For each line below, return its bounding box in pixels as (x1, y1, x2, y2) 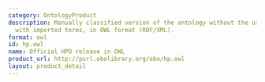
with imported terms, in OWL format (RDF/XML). (15, 26, 175, 34)
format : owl (8, 33, 47, 41)
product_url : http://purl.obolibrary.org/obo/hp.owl (8, 55, 185, 63)
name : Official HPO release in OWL (8, 48, 125, 55)
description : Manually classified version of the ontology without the (8, 19, 248, 27)
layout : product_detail (8, 62, 87, 70)
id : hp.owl (8, 41, 44, 48)
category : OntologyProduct (8, 11, 97, 20)
